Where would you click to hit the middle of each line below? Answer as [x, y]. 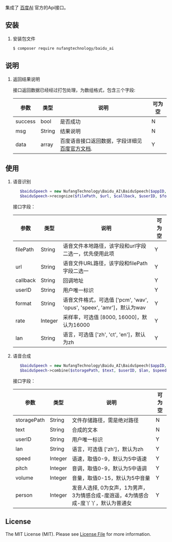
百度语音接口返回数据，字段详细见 [101, 141]
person [24, 495]
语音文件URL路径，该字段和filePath [105, 264]
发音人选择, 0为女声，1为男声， [110, 488]
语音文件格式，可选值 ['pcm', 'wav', [106, 300]
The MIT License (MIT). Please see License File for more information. [78, 534]
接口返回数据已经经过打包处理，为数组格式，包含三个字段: [74, 90]
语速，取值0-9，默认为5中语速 [109, 459]
